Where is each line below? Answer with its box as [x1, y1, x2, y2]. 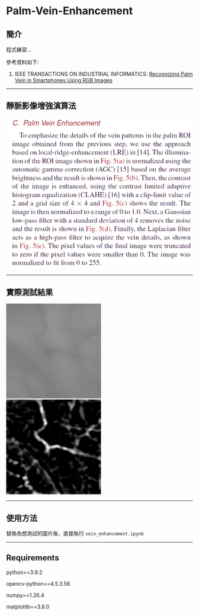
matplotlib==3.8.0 [6, 603, 50, 610]
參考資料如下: [6, 59, 40, 66]
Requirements [6, 553, 59, 563]
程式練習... [6, 46, 32, 53]
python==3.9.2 [6, 569, 43, 576]
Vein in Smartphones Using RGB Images [14, 77, 113, 84]
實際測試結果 [6, 287, 53, 297]
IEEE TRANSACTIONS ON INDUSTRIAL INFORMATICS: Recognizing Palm [14, 70, 193, 78]
